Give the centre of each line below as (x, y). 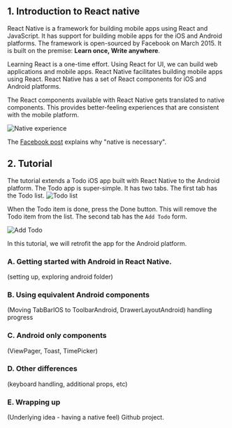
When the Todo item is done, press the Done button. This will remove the (112, 209)
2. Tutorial (30, 164)
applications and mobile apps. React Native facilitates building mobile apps (115, 71)
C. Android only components (57, 336)
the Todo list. (26, 195)
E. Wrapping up (34, 402)
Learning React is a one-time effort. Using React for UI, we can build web (113, 64)
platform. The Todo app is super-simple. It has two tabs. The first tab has (113, 188)
